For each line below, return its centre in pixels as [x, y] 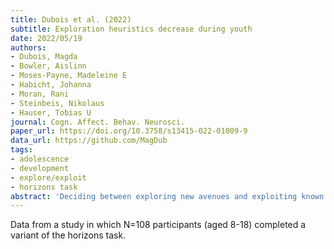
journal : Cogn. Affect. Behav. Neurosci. [98, 122]
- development [40, 168]
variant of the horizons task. [68, 235]
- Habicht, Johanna [51, 85]
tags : [21, 150]
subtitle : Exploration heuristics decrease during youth [131, 29]
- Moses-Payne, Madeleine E [69, 76]
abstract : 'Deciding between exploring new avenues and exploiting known [167, 196]
